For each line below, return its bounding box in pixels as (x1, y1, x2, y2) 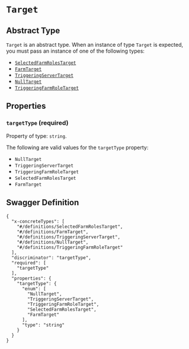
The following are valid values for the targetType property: (6, 144, 149, 151)
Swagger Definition (6, 198, 79, 208)
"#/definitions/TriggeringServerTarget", (17, 234, 120, 240)
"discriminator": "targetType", (11, 254, 92, 261)
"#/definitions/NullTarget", (17, 239, 89, 245)
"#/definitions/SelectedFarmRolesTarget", (17, 224, 123, 230)
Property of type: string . (6, 132, 67, 140)
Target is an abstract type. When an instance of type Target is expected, (6, 41, 184, 48)
